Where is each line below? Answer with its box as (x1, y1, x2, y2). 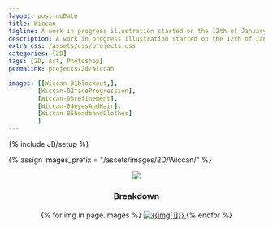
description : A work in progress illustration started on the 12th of (8, 34, 253, 43)
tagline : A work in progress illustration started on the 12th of (8, 27, 238, 35)
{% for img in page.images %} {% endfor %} (40, 210, 233, 220)
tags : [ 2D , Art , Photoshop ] (8, 58, 104, 66)
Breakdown (113, 190, 160, 201)
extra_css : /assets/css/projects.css (8, 42, 136, 50)
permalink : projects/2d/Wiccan (8, 65, 115, 73)
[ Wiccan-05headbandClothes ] (37, 110, 132, 118)
